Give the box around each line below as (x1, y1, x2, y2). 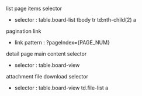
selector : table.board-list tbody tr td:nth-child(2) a (14, 16, 136, 23)
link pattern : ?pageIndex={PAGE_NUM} (14, 39, 110, 46)
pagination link (6, 28, 41, 35)
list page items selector (6, 5, 63, 12)
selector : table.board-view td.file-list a (14, 84, 109, 91)
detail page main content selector (6, 50, 87, 57)
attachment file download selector (6, 73, 89, 80)
